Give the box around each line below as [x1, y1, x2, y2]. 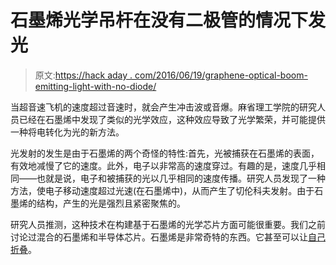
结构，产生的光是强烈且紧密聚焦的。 [36, 197, 186, 209]
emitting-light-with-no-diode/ [34, 80, 157, 92]
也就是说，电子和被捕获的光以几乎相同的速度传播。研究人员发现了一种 [36, 172, 326, 184]
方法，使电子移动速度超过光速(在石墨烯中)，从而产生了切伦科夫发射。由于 [10, 184, 315, 196]
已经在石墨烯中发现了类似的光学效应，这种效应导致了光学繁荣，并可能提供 [18, 113, 326, 125]
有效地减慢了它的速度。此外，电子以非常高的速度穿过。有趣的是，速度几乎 [10, 159, 317, 171]
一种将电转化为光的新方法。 [10, 126, 125, 138]
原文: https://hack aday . [34, 69, 133, 81]
